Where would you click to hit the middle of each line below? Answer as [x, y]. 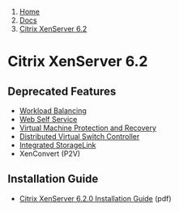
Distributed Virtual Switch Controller [79, 136]
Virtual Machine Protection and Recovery [88, 128]
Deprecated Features [62, 91]
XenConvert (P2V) [50, 154]
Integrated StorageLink [58, 145]
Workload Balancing [53, 111]
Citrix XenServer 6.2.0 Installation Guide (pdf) [95, 198]
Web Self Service [48, 119]
